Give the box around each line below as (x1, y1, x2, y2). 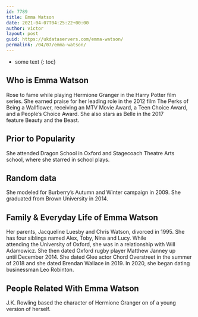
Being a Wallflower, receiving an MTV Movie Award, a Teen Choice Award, (6, 103, 188, 111)
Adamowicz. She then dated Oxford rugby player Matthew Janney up (6, 247, 176, 255)
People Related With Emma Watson (6, 283, 139, 293)
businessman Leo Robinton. (6, 266, 74, 274)
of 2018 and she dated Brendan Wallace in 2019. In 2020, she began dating (6, 260, 190, 267)
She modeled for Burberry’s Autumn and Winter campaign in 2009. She (6, 189, 181, 196)
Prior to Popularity (6, 134, 76, 144)
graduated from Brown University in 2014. (6, 195, 109, 202)
